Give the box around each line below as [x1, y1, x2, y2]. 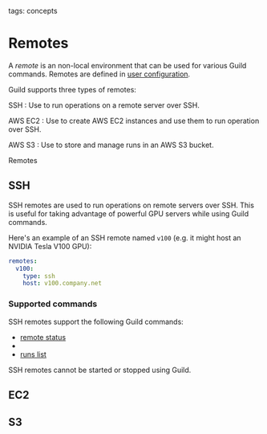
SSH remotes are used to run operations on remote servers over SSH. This [8, 200, 255, 210]
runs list [19, 349, 47, 359]
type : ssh [22, 272, 56, 280]
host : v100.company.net [22, 280, 103, 288]
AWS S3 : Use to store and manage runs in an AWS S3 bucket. [8, 140, 214, 149]
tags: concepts [8, 6, 58, 15]
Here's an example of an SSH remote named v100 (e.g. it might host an [8, 232, 242, 243]
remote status [19, 332, 67, 342]
